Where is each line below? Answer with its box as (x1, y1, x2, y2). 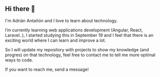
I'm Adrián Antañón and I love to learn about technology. (5, 17, 118, 23)
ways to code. (5, 57, 33, 63)
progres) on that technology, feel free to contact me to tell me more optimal (5, 52, 156, 58)
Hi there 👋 (5, 5, 35, 13)
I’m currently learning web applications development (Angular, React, (5, 27, 143, 33)
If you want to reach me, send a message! (5, 66, 89, 72)
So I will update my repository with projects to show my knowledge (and (5, 46, 149, 52)
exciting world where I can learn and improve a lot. (5, 37, 106, 43)
